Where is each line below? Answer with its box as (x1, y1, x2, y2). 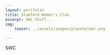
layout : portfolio (5, 7, 44, 13)
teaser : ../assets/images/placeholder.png (14, 26, 105, 32)
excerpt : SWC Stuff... (5, 17, 53, 22)
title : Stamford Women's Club (5, 12, 69, 17)
